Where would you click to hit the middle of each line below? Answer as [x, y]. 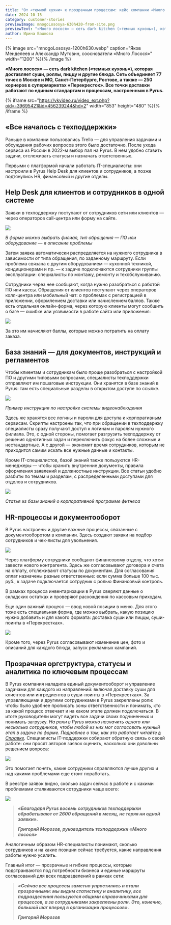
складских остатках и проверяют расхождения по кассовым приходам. [84, 597]
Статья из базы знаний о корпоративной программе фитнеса [73, 501]
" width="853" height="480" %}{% [123, 106]
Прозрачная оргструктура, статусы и [68, 663]
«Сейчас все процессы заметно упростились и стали [78, 886]
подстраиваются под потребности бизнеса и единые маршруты [75, 870]
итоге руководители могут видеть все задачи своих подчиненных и [79, 717]
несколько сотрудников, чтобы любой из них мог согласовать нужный [83, 727]
